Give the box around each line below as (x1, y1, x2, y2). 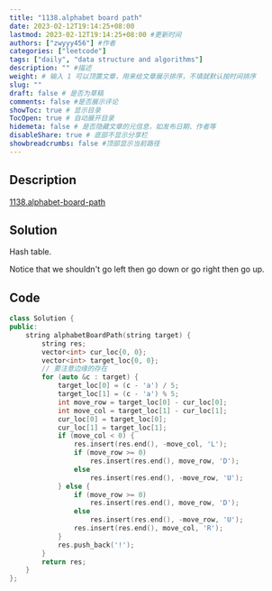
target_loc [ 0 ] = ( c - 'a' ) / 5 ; (57, 381, 179, 391)
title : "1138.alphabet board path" (9, 13, 143, 23)
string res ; (41, 339, 87, 348)
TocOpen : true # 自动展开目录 (9, 114, 114, 123)
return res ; (41, 557, 87, 567)
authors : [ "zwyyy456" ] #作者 (9, 38, 116, 48)
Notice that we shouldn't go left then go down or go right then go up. (9, 263, 265, 275)
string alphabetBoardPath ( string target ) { (25, 330, 192, 339)
